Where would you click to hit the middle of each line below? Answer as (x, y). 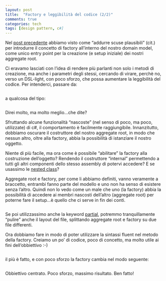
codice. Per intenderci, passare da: (41, 84)
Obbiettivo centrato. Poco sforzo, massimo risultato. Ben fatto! (70, 273)
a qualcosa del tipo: (26, 99)
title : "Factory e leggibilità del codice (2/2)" (59, 15)
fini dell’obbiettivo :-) (27, 245)
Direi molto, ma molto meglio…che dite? (46, 113)
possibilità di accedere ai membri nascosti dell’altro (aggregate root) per (80, 195)
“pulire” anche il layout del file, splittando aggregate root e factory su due (81, 220)
